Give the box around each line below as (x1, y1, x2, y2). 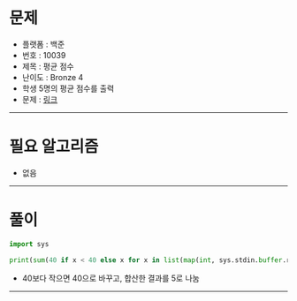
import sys (9, 239, 49, 248)
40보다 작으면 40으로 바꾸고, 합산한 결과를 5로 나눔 (21, 273, 201, 283)
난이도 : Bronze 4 (21, 71, 84, 82)
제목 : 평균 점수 (21, 61, 74, 71)
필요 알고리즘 (9, 137, 99, 157)
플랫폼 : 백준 (21, 39, 65, 49)
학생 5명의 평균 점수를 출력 (21, 83, 115, 94)
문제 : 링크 (21, 94, 58, 104)
